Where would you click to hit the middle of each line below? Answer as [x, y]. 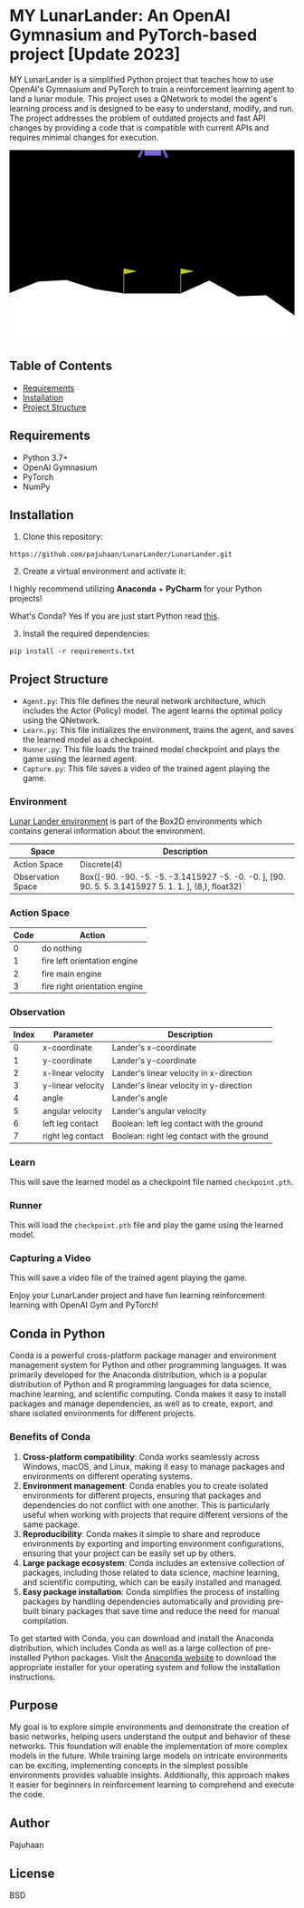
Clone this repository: [62, 537]
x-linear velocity [73, 1072]
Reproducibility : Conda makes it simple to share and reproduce [141, 1533]
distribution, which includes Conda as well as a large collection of [131, 1648]
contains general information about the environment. [107, 831]
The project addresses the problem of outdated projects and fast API [138, 118]
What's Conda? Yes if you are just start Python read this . [114, 616]
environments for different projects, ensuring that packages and [142, 1495]
